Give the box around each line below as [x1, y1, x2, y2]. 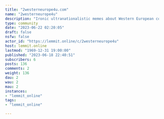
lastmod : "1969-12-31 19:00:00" [5, 48, 71, 53]
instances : [5, 89, 27, 94]
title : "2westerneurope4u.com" [5, 7, 69, 12]
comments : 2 [5, 66, 29, 71]
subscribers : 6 [5, 57, 36, 62]
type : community [5, 20, 38, 26]
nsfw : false [5, 35, 29, 40]
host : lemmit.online [5, 43, 47, 48]
